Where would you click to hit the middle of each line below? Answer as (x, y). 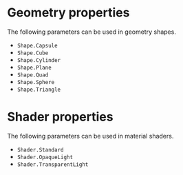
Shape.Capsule (37, 45)
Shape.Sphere (36, 82)
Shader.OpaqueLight (45, 157)
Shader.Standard (40, 150)
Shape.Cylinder (39, 60)
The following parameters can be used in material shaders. (90, 136)
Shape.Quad (33, 75)
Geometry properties (68, 13)
